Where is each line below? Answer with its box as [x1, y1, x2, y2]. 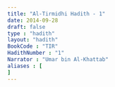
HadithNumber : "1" [7, 50, 65, 57]
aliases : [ [7, 62, 42, 69]
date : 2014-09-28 [7, 17, 59, 24]
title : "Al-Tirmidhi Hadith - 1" [7, 10, 106, 18]
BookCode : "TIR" [7, 43, 59, 50]
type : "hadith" [7, 29, 55, 37]
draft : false [7, 23, 46, 30]
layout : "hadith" [7, 36, 59, 43]
